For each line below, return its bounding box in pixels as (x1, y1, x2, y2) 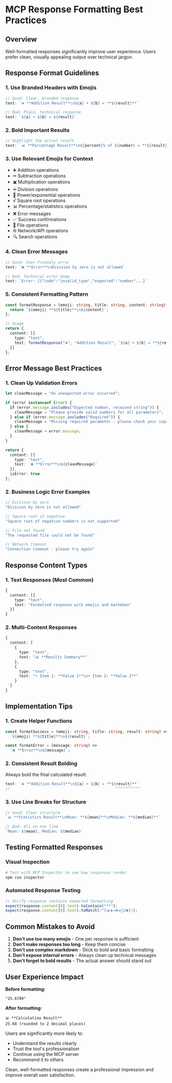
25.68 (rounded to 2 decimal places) (5, 1021, 86, 1026)
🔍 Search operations (12, 233, 57, 239)
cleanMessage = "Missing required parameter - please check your (14, 419, 157, 424)
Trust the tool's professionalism (12, 1046, 79, 1052)
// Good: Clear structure (5, 810, 60, 815)
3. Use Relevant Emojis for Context (5, 155, 93, 162)
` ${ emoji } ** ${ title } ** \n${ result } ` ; (10, 734, 91, 739)
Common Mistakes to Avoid (5, 922, 95, 931)
